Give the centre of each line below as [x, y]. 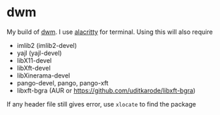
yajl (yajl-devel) [39, 53]
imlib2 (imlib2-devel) [47, 45]
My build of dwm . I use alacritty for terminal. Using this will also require [110, 32]
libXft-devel [33, 68]
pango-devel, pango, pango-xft [62, 83]
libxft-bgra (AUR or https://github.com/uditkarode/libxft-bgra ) [106, 90]
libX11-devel [34, 60]
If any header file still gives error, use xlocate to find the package [102, 104]
